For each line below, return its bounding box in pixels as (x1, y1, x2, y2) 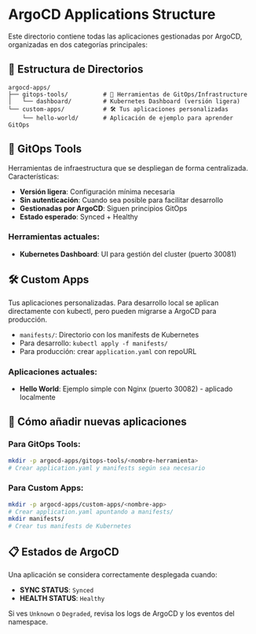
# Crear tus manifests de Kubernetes (8, 522, 132, 530)
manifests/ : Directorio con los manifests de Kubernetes (19, 330, 199, 339)
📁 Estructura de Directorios (8, 63, 144, 76)
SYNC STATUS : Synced (19, 585, 94, 595)
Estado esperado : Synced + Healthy (19, 212, 139, 221)
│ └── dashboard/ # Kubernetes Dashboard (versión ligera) (8, 97, 241, 105)
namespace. (8, 617, 49, 627)
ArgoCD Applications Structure (8, 6, 216, 24)
